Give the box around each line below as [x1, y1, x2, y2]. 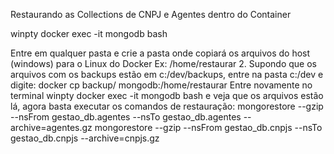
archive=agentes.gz [10, 122, 93, 133]
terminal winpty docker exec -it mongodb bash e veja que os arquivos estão [10, 90, 324, 101]
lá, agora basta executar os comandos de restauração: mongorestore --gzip [10, 100, 324, 112]
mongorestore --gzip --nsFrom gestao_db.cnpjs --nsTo [94, 122, 323, 133]
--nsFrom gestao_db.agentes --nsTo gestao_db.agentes [10, 111, 242, 123]
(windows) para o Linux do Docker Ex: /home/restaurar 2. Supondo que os [10, 58, 317, 69]
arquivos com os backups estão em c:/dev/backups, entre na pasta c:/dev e [10, 69, 324, 80]
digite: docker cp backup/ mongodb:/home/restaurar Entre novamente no [10, 79, 313, 91]
